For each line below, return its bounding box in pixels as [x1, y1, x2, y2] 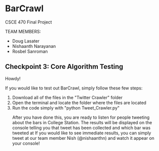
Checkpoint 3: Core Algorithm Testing [5, 63, 123, 71]
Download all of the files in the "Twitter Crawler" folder [12, 94, 123, 100]
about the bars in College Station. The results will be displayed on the [12, 119, 153, 125]
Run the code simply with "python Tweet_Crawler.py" [12, 105, 120, 110]
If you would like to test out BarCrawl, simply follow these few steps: [5, 85, 143, 91]
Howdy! [5, 75, 21, 81]
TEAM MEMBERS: [5, 28, 42, 34]
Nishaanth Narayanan [12, 43, 56, 49]
